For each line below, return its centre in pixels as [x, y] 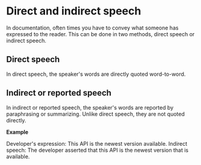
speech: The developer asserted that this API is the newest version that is [97, 150]
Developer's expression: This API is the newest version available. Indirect [97, 143]
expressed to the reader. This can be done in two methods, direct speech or [100, 34]
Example [17, 132]
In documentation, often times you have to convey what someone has [92, 28]
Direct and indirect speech [74, 11]
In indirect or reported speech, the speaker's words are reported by [90, 107]
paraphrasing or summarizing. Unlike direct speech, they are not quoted [95, 114]
